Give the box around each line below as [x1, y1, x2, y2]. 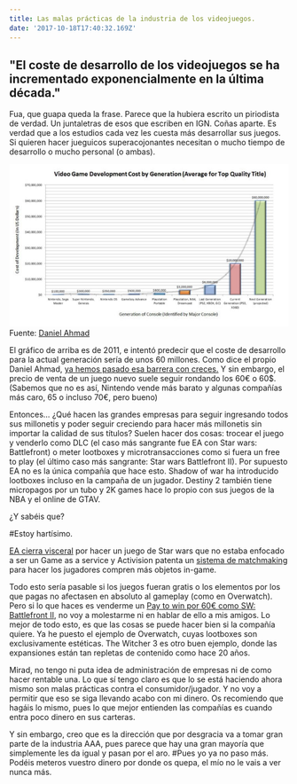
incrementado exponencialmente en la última [9, 71, 264, 86]
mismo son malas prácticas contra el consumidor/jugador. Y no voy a [9, 684, 262, 694]
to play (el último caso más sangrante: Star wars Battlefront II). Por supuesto [9, 457, 288, 467]
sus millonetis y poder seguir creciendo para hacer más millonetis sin [9, 419, 262, 429]
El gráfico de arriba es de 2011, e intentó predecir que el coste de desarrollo [9, 345, 286, 356]
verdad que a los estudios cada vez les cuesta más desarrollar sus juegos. [9, 128, 281, 138]
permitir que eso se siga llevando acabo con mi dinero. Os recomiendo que [9, 693, 284, 704]
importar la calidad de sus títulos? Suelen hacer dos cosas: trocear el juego [9, 428, 285, 439]
